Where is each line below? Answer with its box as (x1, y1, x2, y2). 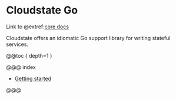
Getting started (14, 75, 52, 82)
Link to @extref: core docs (6, 23, 69, 30)
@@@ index (6, 63, 36, 71)
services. (6, 41, 28, 48)
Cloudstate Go (6, 4, 78, 17)
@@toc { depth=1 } (6, 52, 52, 59)
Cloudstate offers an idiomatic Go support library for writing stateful (6, 34, 171, 41)
